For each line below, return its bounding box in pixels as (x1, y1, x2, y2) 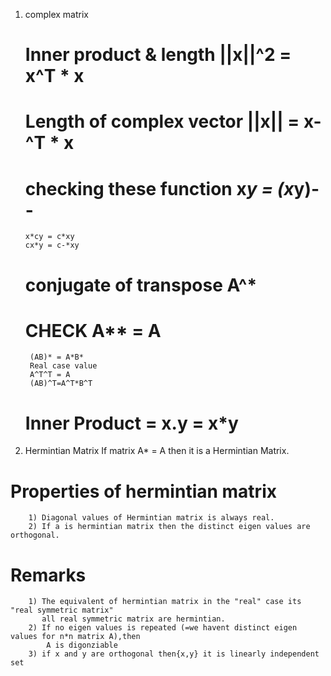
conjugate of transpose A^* (24, 274, 258, 296)
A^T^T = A (29, 370, 71, 380)
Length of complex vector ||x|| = (24, 110, 300, 133)
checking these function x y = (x (24, 177, 295, 200)
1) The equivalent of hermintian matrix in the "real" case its (28, 597, 302, 607)
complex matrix (24, 9, 89, 20)
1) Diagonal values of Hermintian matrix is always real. (28, 513, 275, 523)
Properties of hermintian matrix (10, 480, 277, 503)
